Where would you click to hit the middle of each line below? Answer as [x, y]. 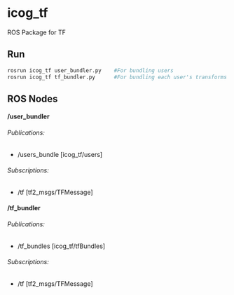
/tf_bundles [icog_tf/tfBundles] [61, 246]
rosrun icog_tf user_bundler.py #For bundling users [90, 70]
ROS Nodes [33, 98]
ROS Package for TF [37, 32]
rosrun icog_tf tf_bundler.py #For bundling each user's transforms [117, 77]
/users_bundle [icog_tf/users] [60, 154]
